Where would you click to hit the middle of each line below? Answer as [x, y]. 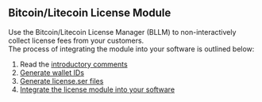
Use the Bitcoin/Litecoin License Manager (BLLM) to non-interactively [122, 32]
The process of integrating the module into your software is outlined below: [131, 49]
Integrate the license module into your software [97, 89]
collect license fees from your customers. [76, 40]
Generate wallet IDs [52, 72]
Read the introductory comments [74, 64]
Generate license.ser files [62, 81]
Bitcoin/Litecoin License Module [90, 13]
